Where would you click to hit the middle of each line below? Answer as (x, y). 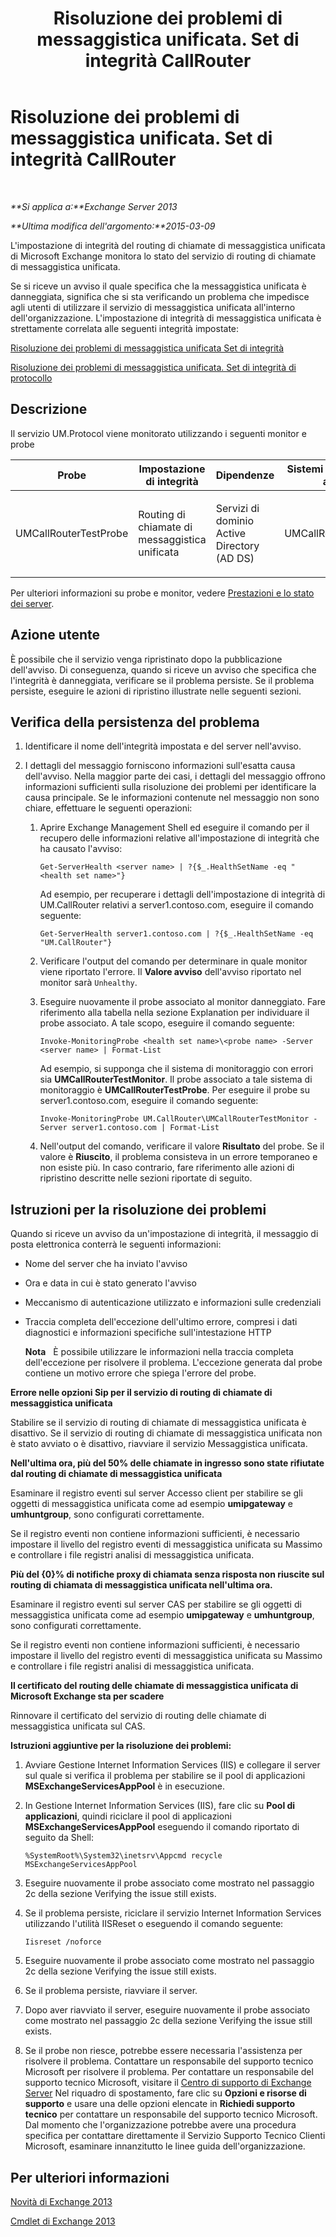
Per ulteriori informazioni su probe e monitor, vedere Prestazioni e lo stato (162, 593)
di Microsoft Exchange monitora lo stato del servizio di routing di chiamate (163, 256)
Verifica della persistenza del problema (135, 722)
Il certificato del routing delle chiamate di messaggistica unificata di (154, 1686)
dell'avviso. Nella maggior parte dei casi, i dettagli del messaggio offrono (175, 776)
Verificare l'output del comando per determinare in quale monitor (173, 961)
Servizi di (237, 508)
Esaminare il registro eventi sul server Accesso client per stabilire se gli (156, 1493)
